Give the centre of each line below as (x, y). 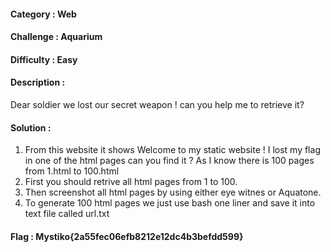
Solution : (31, 127)
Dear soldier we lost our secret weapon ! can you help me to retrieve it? (157, 104)
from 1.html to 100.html (72, 171)
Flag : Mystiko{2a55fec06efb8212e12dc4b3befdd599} (127, 236)
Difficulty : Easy (44, 59)
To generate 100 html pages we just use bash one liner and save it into (170, 203)
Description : (38, 82)
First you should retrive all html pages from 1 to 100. (131, 182)
